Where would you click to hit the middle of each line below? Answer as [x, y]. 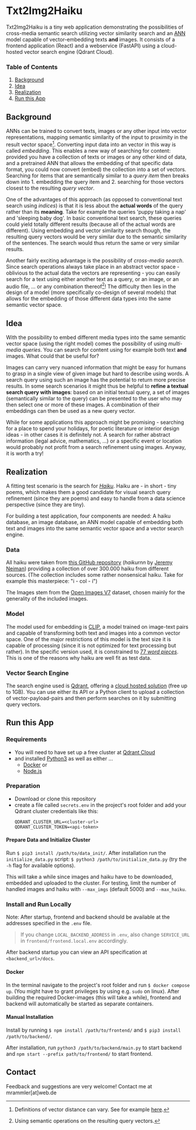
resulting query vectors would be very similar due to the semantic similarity [96, 237]
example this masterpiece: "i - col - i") [52, 581]
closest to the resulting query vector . [50, 188]
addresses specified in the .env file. [49, 923]
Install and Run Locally [39, 904]
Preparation [23, 786]
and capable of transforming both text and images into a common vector [93, 633]
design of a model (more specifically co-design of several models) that [91, 292]
